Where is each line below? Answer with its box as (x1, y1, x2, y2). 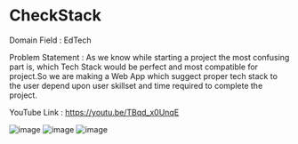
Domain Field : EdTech (9, 35, 92, 45)
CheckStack (9, 5, 102, 26)
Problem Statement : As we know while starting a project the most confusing (9, 52, 290, 62)
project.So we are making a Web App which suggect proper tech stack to (9, 70, 278, 81)
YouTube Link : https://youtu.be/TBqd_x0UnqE (9, 107, 180, 117)
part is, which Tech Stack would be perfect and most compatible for (9, 61, 259, 72)
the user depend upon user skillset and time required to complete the (9, 80, 263, 91)
